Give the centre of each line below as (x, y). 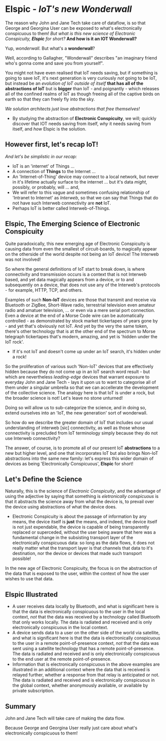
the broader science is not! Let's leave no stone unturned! (64, 398)
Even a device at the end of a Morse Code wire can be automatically (75, 315)
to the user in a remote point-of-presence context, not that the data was (85, 643)
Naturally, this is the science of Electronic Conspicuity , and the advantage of (83, 491)
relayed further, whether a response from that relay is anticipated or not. (86, 675)
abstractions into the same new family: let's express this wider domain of (80, 458)
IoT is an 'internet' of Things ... (43, 166)
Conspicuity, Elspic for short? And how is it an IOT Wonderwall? (71, 39)
